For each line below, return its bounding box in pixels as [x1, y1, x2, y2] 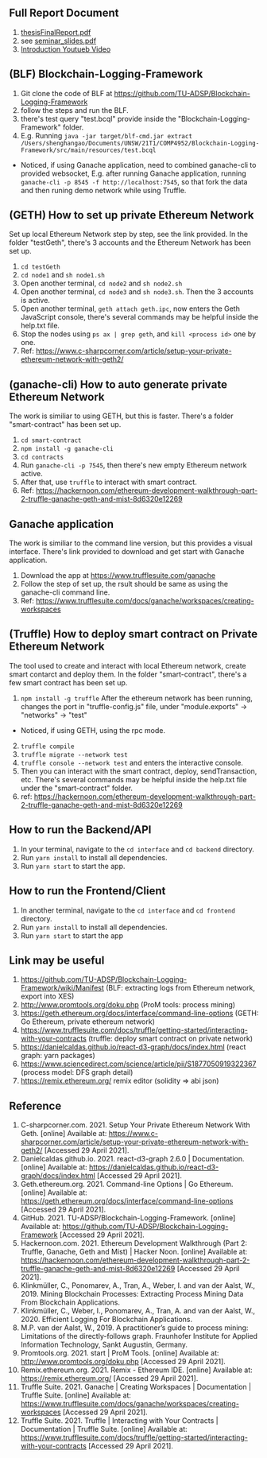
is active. [20, 296, 51, 305]
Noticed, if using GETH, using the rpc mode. [20, 725, 166, 735]
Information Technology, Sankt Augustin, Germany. [20, 1340, 188, 1350]
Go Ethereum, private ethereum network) [20, 1017, 156, 1026]
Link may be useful [9, 953, 105, 967]
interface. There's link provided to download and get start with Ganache [9, 547, 245, 556]
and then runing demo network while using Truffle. [20, 185, 187, 195]
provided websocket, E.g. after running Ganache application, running [20, 169, 247, 178]
